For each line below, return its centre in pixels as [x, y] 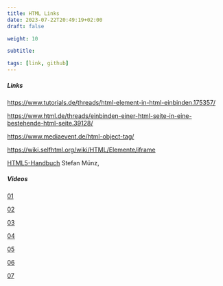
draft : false [26, 26]
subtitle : [21, 51]
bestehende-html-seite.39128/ [50, 123]
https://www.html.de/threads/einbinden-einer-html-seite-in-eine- [99, 116]
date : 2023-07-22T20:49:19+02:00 [55, 20]
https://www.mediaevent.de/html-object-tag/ [71, 136]
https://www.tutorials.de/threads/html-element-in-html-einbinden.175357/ [111, 102]
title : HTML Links [33, 13]
